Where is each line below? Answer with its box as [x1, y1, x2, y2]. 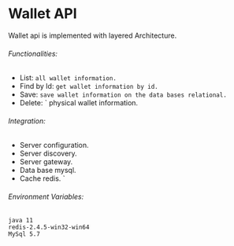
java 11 [8, 216, 34, 224]
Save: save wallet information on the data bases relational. [19, 90, 227, 99]
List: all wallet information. [19, 73, 117, 83]
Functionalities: [8, 49, 58, 58]
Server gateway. [19, 157, 73, 167]
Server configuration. [19, 141, 89, 150]
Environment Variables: [8, 192, 84, 201]
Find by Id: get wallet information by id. [19, 82, 159, 91]
